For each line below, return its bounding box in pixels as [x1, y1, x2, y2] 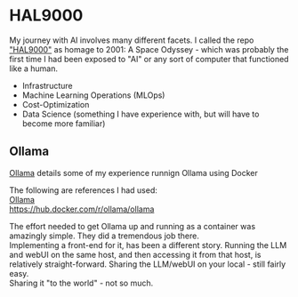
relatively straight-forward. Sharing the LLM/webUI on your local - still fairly [9, 259, 286, 269]
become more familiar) [21, 117, 106, 129]
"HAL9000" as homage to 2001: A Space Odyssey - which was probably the [9, 44, 289, 54]
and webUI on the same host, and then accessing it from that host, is [9, 249, 262, 260]
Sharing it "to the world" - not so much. [9, 277, 154, 288]
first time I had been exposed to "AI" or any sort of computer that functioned [9, 53, 289, 64]
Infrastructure [21, 80, 73, 91]
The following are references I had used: [9, 184, 158, 196]
